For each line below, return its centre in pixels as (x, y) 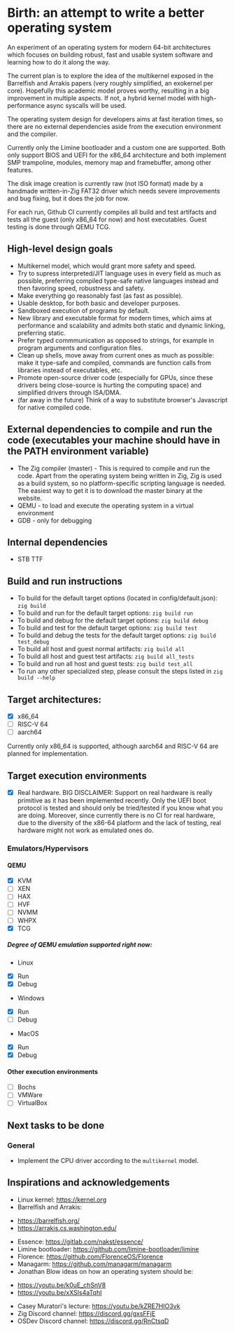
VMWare (30, 1095)
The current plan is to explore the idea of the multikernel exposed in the (111, 76)
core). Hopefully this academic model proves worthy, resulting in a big (108, 90)
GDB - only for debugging (55, 520)
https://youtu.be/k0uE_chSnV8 (62, 1285)
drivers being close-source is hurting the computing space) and (109, 385)
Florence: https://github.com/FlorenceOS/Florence (90, 1256)
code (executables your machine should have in (114, 441)
